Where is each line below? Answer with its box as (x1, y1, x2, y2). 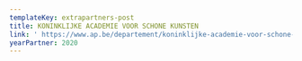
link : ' (9, 30, 39, 39)
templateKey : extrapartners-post (9, 13, 135, 22)
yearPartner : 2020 (9, 38, 78, 48)
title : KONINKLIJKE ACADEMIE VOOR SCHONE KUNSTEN (9, 22, 200, 30)
